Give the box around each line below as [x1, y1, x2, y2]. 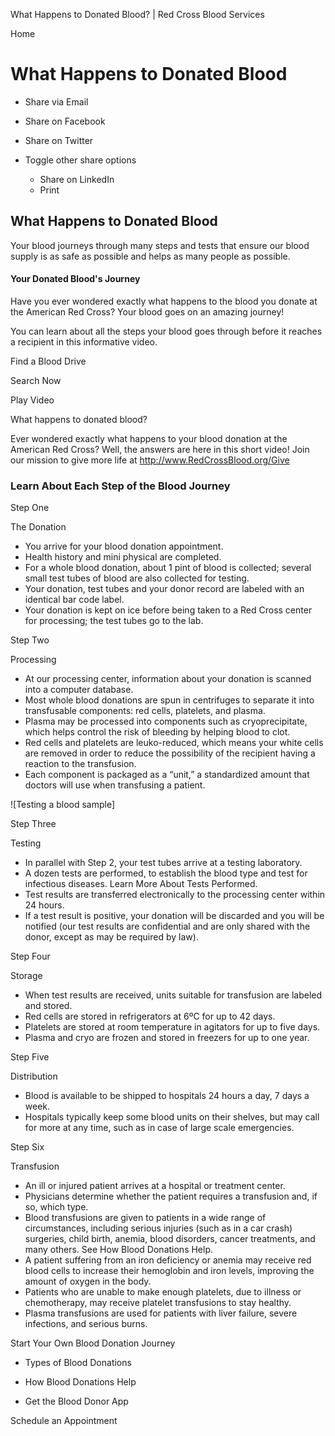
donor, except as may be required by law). [24, 931, 199, 943]
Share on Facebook [24, 115, 106, 127]
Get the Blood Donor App [24, 1395, 129, 1408]
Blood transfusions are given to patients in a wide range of [24, 1212, 267, 1224]
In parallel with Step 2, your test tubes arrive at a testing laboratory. [24, 857, 303, 869]
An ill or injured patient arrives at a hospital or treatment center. [24, 1180, 286, 1192]
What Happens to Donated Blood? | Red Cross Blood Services [10, 9, 265, 20]
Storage [10, 970, 43, 982]
